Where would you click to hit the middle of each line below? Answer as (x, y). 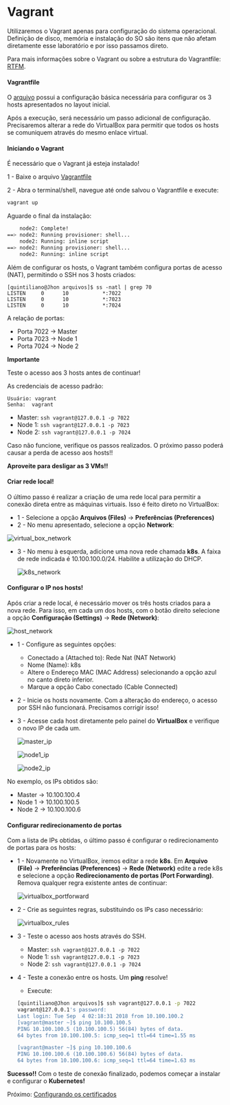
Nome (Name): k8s (54, 665)
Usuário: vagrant (32, 398)
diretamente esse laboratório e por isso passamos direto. (88, 45)
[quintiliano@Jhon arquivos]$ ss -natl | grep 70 (80, 287)
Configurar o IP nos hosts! (45, 588)
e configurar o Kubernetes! (46, 1081)
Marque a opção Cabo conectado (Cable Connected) (103, 687)
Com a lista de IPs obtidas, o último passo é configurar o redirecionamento (113, 840)
